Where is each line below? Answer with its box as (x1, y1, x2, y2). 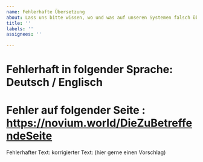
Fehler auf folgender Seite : (6, 103, 146, 117)
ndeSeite (6, 129, 53, 143)
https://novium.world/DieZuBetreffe (6, 116, 192, 130)
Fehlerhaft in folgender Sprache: (6, 63, 173, 76)
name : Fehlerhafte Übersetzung (6, 8, 85, 15)
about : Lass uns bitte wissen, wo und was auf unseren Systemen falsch (6, 15, 190, 21)
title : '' (6, 20, 31, 26)
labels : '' (6, 25, 34, 32)
